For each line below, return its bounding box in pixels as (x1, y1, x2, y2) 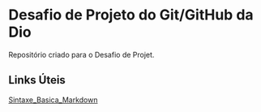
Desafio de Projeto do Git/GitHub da (8, 6, 254, 24)
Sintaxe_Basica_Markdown (8, 95, 98, 105)
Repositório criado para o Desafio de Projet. (8, 50, 155, 59)
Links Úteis (8, 73, 66, 87)
